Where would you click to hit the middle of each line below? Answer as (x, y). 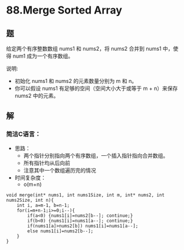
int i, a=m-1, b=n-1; (43, 205)
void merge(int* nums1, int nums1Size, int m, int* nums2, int (86, 195)
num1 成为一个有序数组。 (43, 56)
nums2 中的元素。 (37, 96)
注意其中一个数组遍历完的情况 (60, 170)
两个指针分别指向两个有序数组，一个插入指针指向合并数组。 (96, 155)
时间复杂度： (30, 178)
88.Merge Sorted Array (64, 10)
